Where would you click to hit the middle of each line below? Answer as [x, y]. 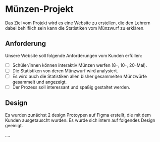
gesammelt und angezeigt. [39, 82]
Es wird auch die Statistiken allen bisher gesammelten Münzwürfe [80, 76]
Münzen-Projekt [39, 9]
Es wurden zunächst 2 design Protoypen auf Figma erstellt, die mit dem [78, 115]
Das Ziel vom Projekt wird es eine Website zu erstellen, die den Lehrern [78, 23]
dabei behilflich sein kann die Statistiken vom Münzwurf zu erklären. [75, 28]
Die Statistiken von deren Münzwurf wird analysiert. [65, 71]
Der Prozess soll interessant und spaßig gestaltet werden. [71, 87]
